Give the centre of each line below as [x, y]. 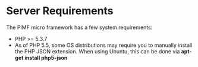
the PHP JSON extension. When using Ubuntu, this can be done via [97, 51]
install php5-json [46, 58]
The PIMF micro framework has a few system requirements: [79, 27]
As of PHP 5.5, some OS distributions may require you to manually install [103, 45]
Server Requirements [60, 11]
